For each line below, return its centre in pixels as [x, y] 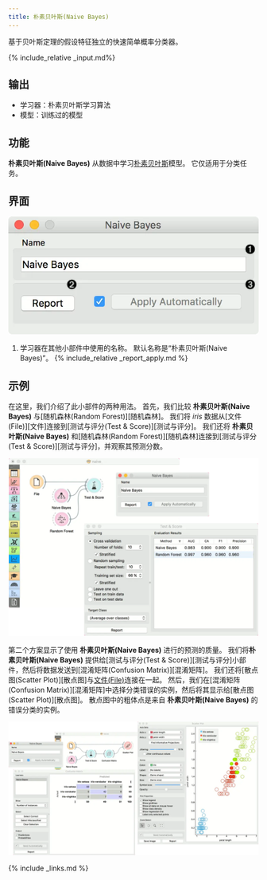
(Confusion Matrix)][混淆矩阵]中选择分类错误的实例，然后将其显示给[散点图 [131, 689]
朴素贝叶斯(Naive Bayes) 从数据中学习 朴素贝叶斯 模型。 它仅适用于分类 [124, 163]
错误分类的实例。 [36, 709]
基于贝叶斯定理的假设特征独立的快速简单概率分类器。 [95, 41]
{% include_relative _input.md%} [62, 57]
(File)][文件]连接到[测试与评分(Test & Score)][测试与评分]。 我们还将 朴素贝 [131, 426]
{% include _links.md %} [48, 868]
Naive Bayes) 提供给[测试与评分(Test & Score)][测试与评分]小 [139, 660]
